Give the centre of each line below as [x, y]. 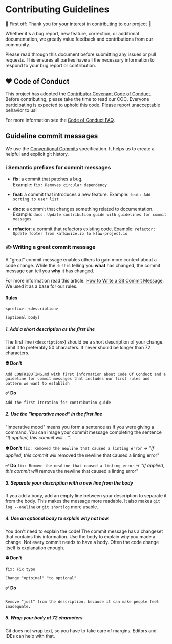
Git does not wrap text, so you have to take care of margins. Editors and [81, 631]
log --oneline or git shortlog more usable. [52, 507]
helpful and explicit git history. [37, 154]
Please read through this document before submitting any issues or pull [81, 54]
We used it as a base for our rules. [41, 286]
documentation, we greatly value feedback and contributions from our [79, 39]
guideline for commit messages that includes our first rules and [78, 379]
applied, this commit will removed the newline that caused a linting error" [82, 455]
